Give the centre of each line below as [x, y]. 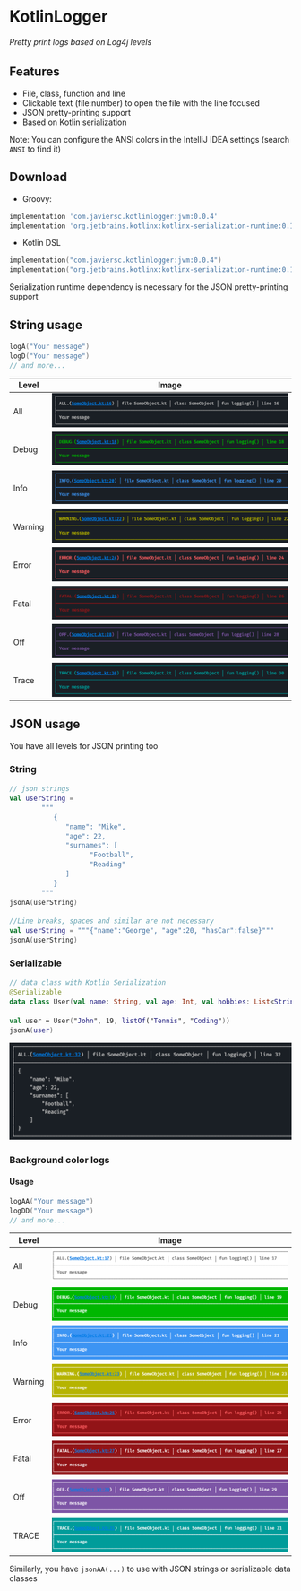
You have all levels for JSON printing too [84, 745]
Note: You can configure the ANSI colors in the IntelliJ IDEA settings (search [150, 139]
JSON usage [45, 724]
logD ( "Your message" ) [50, 356]
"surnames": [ [92, 846]
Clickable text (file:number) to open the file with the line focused [141, 103]
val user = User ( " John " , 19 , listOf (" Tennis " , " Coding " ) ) [120, 1021]
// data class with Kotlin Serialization [88, 983]
